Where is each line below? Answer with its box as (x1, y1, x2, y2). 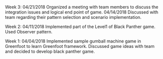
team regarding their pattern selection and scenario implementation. (5, 15, 142, 20)
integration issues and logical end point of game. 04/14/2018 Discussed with (5, 9, 159, 15)
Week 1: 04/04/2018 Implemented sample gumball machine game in (5, 38, 141, 44)
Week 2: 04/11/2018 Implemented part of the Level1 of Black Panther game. (5, 24, 156, 29)
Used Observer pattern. (5, 29, 53, 34)
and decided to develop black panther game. (5, 48, 95, 54)
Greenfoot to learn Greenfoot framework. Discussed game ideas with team (5, 44, 155, 49)
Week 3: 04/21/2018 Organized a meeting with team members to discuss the (5, 4, 159, 10)
